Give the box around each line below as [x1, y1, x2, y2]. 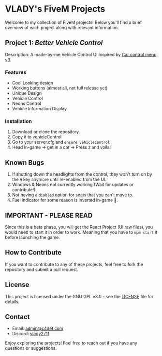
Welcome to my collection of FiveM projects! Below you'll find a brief [5, 19, 142, 25]
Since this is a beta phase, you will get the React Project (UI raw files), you [5, 224, 153, 230]
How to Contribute [5, 249, 62, 257]
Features [5, 69, 27, 76]
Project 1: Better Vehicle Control [5, 39, 103, 47]
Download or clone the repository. [12, 129, 80, 135]
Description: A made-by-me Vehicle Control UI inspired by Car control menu [5, 51, 157, 57]
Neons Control [12, 101, 41, 106]
